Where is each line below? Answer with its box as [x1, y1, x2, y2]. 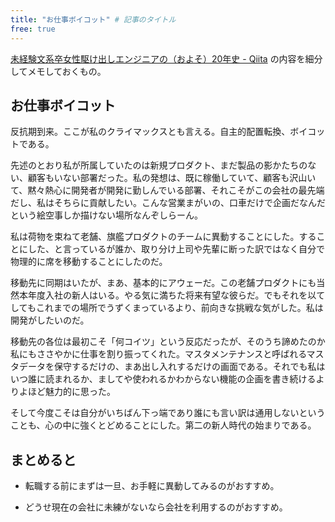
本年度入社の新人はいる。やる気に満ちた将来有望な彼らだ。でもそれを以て [18, 289, 326, 301]
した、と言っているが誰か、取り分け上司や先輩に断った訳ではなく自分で [27, 243, 326, 255]
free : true [10, 24, 56, 34]
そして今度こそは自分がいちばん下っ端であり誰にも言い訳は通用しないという [10, 407, 326, 419]
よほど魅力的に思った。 [18, 386, 116, 398]
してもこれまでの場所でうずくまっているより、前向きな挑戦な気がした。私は [10, 302, 324, 314]
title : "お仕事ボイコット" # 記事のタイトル [10, 14, 177, 25]
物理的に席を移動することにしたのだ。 [10, 256, 168, 268]
